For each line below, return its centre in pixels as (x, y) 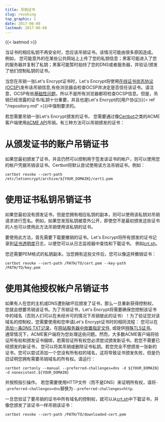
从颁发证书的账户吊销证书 (57, 144)
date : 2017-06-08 (23, 23)
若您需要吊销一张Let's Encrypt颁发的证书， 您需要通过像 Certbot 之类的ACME (82, 116)
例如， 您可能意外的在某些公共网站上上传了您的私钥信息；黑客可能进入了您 (81, 58)
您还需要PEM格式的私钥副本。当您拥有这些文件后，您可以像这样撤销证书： (81, 254)
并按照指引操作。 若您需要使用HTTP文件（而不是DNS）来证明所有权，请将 (81, 382)
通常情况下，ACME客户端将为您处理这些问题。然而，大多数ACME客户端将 (80, 334)
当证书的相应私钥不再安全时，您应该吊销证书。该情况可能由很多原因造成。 (80, 52)
